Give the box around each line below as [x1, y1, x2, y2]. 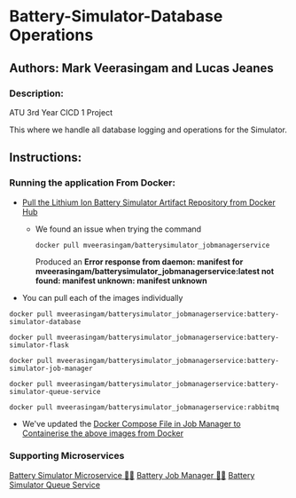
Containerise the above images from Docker [21, 428, 184, 439]
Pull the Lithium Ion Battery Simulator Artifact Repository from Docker [21, 197, 277, 208]
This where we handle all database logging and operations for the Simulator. [9, 124, 288, 135]
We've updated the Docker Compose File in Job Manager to [21, 418, 241, 429]
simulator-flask [9, 340, 69, 350]
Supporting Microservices [9, 450, 125, 462]
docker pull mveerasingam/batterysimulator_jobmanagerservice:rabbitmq [9, 402, 279, 412]
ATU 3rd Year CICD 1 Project [9, 107, 113, 117]
